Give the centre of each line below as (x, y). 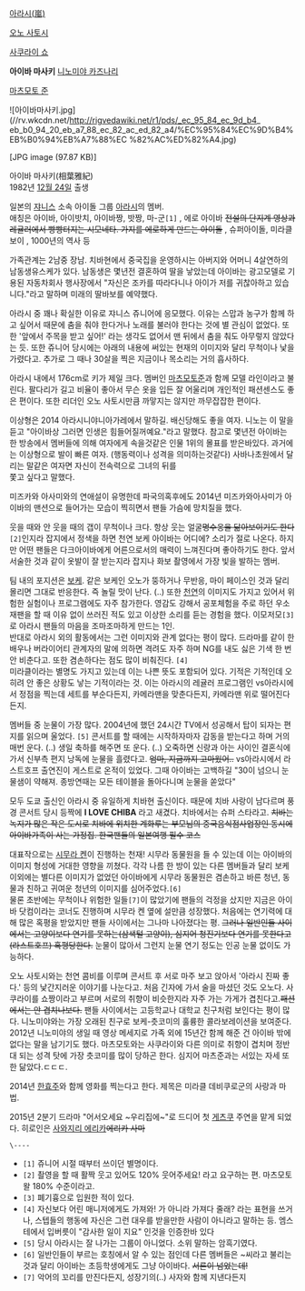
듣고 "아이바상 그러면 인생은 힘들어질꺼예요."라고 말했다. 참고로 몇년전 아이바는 (148, 431)
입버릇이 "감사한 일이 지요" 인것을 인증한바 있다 (131, 1231)
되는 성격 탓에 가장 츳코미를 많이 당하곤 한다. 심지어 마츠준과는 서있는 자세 (149, 1056)
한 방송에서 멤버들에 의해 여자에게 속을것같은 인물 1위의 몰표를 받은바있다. (139, 443)
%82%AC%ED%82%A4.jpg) (182, 140)
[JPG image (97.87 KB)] (53, 157)
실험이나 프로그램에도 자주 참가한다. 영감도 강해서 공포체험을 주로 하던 (150, 603)
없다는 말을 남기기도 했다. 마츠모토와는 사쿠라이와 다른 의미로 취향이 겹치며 (142, 1044)
